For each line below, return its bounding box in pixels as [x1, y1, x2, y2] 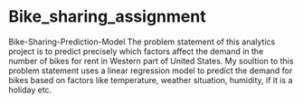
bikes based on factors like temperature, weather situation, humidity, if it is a [8, 74, 293, 85]
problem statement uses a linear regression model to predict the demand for [8, 65, 293, 76]
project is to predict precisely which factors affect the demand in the [8, 45, 264, 56]
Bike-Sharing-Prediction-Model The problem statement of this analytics [8, 36, 276, 47]
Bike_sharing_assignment [8, 6, 206, 27]
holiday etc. [8, 84, 52, 95]
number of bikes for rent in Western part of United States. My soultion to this [8, 55, 294, 66]
